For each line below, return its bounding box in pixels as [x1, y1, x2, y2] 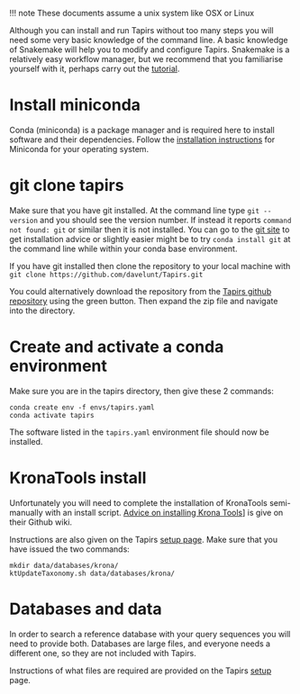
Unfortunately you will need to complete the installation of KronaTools [9, 497, 268, 508]
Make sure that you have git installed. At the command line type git [9, 204, 259, 215]
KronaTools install [9, 468, 147, 488]
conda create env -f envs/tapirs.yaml [9, 402, 155, 412]
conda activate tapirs [9, 410, 95, 419]
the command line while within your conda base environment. [9, 243, 238, 254]
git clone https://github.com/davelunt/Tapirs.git [9, 270, 204, 279]
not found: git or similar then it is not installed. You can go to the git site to [9, 224, 290, 235]
